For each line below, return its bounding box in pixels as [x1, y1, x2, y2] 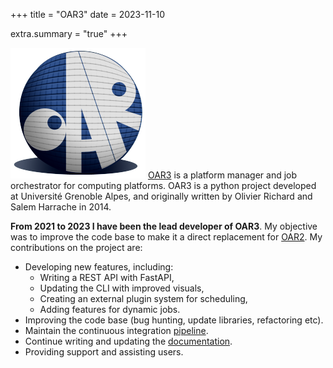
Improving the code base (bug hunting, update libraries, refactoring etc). [24, 314, 324, 326]
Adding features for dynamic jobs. [39, 304, 181, 315]
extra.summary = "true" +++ [10, 28, 128, 39]
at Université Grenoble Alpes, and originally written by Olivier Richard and [10, 190, 313, 202]
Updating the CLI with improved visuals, [39, 282, 205, 294]
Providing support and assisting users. [24, 346, 184, 358]
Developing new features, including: [24, 261, 174, 273]
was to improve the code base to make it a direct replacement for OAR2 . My [10, 231, 323, 243]
